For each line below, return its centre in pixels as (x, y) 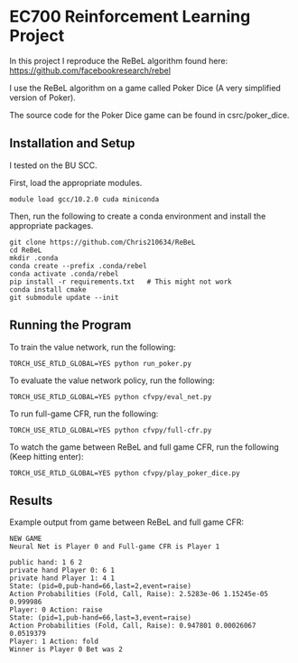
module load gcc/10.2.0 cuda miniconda (84, 199)
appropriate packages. (51, 225)
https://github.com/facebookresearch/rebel (90, 70)
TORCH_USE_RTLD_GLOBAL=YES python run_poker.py (101, 363)
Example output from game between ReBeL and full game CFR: (127, 522)
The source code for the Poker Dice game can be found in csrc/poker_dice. (149, 115)
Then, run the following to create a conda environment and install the (138, 216)
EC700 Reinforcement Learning (130, 17)
